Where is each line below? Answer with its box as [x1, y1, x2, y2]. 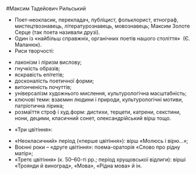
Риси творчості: [14, 47, 54, 54]
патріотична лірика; [14, 102, 64, 109]
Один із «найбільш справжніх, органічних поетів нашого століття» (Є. [14, 35, 190, 42]
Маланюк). [14, 41, 42, 48]
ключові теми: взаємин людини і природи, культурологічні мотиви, [14, 96, 183, 103]
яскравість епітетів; [14, 71, 64, 78]
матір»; [14, 150, 33, 157]
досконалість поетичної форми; [14, 77, 94, 84]
